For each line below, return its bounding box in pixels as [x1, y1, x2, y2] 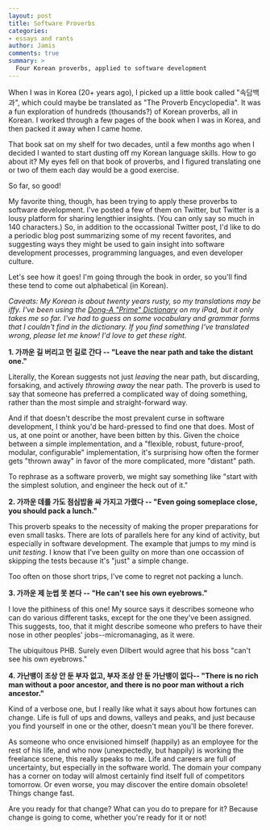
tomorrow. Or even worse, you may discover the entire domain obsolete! [8, 779, 248, 789]
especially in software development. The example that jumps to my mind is [8, 538, 256, 548]
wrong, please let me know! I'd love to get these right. [8, 330, 187, 340]
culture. [8, 256, 34, 266]
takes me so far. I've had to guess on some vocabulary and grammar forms [8, 313, 260, 323]
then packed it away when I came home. [8, 123, 143, 133]
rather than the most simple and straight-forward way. [8, 397, 188, 407]
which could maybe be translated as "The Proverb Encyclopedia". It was [21, 98, 261, 107]
